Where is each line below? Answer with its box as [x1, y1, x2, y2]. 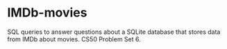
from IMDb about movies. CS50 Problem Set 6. [7, 35, 141, 43]
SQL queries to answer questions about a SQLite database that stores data [7, 28, 221, 36]
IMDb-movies [7, 5, 87, 21]
